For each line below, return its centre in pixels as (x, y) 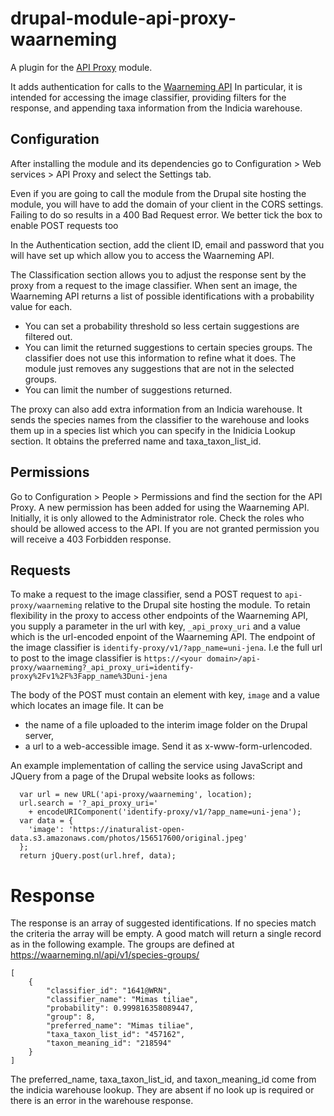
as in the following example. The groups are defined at (122, 944)
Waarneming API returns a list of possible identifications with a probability (162, 296)
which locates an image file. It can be (87, 706)
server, (39, 736)
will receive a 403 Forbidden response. (91, 539)
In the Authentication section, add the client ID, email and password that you (167, 244)
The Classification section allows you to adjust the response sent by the (158, 274)
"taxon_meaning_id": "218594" (109, 1043)
